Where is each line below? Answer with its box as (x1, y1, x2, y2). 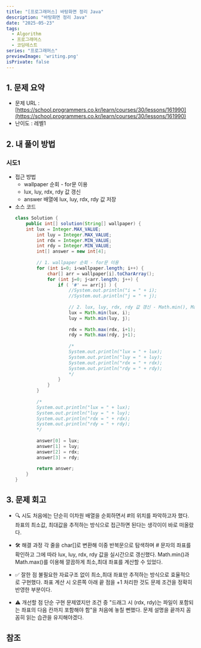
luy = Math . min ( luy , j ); (68, 315, 130, 321)
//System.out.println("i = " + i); (68, 287, 157, 293)
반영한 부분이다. (14, 586, 52, 593)
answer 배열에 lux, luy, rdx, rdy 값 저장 (23, 196, 117, 202)
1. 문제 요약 (6, 82, 45, 93)
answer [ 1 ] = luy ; (36, 443, 80, 449)
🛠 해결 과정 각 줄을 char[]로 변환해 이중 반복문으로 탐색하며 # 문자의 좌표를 (14, 541, 191, 549)
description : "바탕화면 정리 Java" (6, 14, 88, 20)
